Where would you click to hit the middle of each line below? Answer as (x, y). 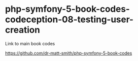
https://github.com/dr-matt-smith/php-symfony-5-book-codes (69, 53)
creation (23, 30)
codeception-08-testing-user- (69, 19)
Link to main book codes (30, 43)
